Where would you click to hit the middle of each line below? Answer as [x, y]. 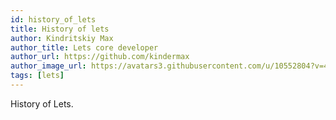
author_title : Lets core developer [84, 47]
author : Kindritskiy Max [62, 38]
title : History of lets [60, 29]
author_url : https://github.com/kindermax [100, 57]
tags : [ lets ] [37, 76]
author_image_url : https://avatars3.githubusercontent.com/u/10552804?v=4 [169, 66]
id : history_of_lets [53, 19]
